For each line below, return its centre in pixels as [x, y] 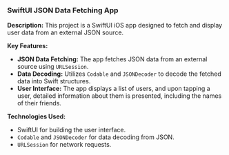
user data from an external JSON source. [66, 32]
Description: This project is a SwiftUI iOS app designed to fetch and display [115, 25]
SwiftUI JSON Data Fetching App [63, 10]
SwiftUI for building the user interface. [71, 130]
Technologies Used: [37, 116]
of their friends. [39, 103]
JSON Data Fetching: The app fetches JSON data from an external [112, 59]
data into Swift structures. [54, 81]
